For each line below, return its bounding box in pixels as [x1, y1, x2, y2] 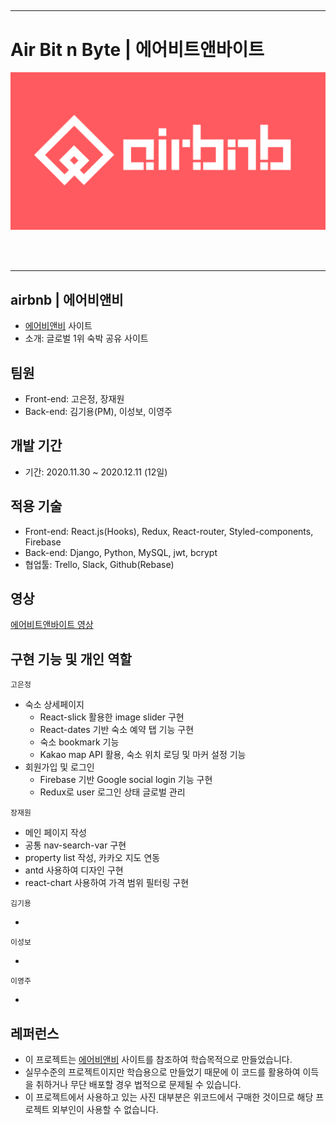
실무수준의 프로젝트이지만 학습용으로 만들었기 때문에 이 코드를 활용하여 [24, 1066, 301, 1078]
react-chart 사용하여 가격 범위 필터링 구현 [24, 877, 190, 889]
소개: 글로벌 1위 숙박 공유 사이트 [24, 332, 149, 345]
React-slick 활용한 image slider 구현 [39, 711, 185, 723]
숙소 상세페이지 [24, 699, 85, 711]
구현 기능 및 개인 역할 [10, 651, 132, 668]
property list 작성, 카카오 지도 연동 [24, 852, 161, 864]
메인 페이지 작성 [24, 827, 87, 839]
